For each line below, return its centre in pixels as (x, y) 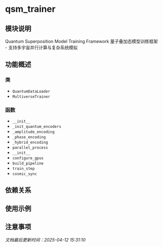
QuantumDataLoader (31, 91)
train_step (23, 168)
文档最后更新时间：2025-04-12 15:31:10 (45, 240)
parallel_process (30, 147)
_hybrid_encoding (30, 142)
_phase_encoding (29, 137)
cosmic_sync (24, 174)
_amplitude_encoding (33, 132)
